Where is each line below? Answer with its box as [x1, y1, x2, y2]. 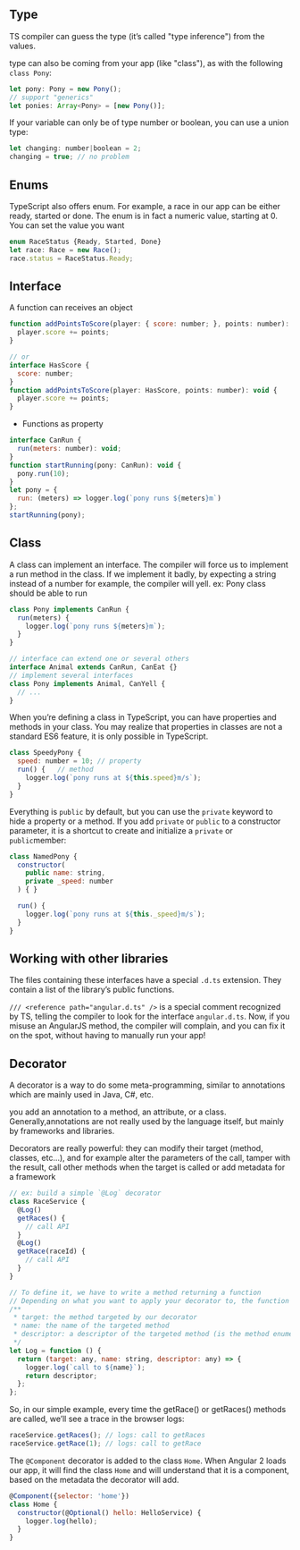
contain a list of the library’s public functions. [9, 984, 175, 995]
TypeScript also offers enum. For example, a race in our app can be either [9, 201, 281, 211]
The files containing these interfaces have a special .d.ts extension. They [9, 975, 282, 986]
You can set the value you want [9, 220, 125, 231]
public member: [9, 834, 67, 845]
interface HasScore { [9, 360, 90, 369]
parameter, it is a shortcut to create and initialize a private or [9, 825, 234, 835]
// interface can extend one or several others [9, 655, 190, 664]
